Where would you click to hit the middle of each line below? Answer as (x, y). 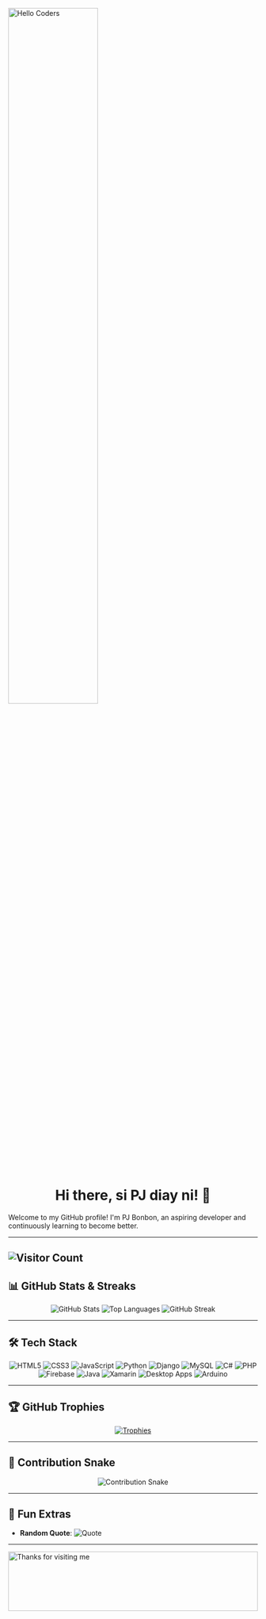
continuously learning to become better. (73, 1226)
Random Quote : (46, 1533)
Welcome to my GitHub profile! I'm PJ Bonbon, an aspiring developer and (127, 1217)
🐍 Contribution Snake (62, 1463)
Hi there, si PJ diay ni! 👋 (133, 1195)
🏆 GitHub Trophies (57, 1407)
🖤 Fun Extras (40, 1514)
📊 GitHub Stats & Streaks (72, 1286)
